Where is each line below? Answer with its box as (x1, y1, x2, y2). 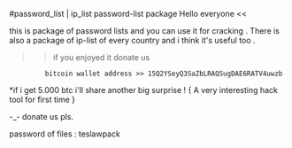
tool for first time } (9, 94, 75, 105)
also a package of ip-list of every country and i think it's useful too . (9, 35, 256, 45)
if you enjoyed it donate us (52, 52, 150, 62)
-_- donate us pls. (9, 112, 73, 121)
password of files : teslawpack (9, 129, 121, 139)
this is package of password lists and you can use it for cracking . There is (9, 26, 280, 35)
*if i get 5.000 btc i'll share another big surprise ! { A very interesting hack (9, 85, 279, 95)
